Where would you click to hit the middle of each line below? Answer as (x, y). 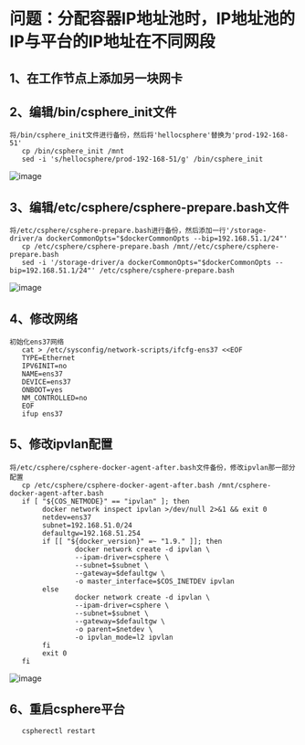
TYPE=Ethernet (48, 358)
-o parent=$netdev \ (114, 629)
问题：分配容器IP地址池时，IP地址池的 (152, 19)
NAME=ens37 (42, 374)
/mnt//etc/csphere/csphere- (226, 247)
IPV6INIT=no (44, 367)
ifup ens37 (42, 414)
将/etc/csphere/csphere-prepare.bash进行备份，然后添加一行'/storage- (138, 231)
